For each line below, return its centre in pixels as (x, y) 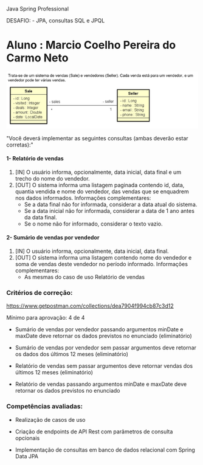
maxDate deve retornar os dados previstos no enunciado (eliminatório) (104, 336)
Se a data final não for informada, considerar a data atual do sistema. (111, 204)
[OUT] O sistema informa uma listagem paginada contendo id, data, (100, 185)
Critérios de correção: (40, 292)
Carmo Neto (37, 58)
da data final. (40, 217)
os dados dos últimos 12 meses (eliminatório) (72, 354)
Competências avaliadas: (45, 407)
